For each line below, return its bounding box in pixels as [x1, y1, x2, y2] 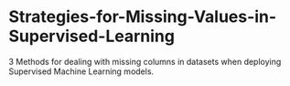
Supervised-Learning [8, 26, 176, 47]
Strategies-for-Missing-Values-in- [8, 6, 277, 27]
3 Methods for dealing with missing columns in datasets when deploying [8, 56, 282, 67]
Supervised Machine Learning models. [8, 66, 155, 77]
